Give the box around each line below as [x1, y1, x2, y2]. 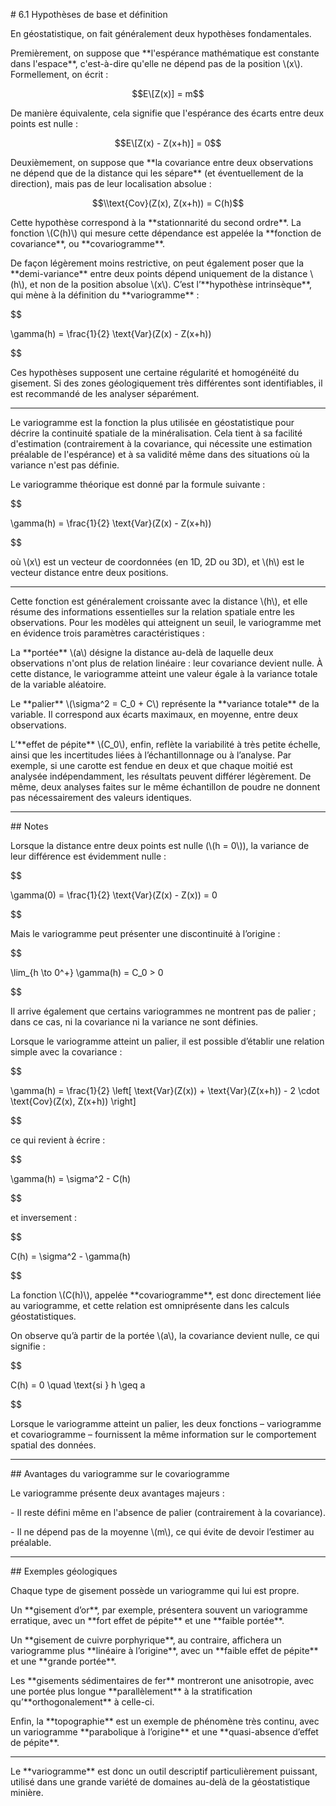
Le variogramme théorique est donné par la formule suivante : [10, 479, 266, 490]
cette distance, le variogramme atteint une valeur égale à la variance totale [10, 668, 318, 679]
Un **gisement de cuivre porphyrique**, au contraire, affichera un [10, 1634, 282, 1646]
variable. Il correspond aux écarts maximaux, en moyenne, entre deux [10, 709, 299, 720]
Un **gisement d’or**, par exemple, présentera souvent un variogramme [10, 1604, 308, 1616]
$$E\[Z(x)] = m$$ [131, 88, 205, 99]
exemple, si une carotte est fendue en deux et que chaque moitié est [10, 760, 293, 771]
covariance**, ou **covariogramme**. [10, 238, 166, 249]
